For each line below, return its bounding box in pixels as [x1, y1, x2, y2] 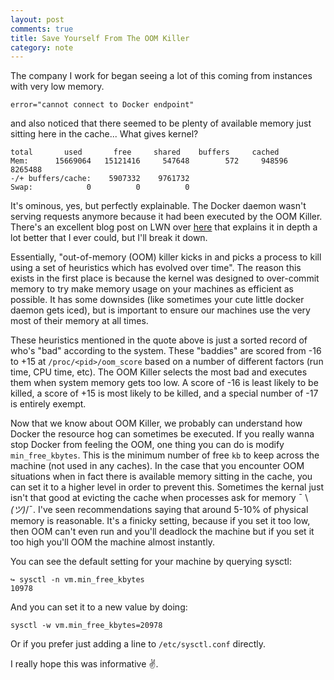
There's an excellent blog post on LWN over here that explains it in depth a [10, 221, 318, 233]
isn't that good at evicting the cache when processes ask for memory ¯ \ [10, 492, 309, 504]
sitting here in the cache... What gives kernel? [10, 128, 199, 140]
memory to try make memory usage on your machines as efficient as [10, 283, 294, 295]
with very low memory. [10, 81, 105, 93]
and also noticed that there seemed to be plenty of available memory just [10, 117, 312, 130]
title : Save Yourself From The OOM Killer [10, 33, 190, 43]
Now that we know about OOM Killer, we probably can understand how [10, 417, 303, 430]
